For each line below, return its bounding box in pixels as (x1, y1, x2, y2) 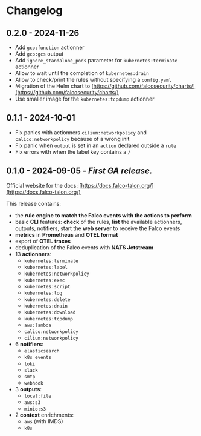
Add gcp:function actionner (14, 44, 85, 51)
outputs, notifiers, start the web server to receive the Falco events (14, 225, 180, 232)
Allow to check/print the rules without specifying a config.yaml (14, 76, 172, 83)
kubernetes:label (24, 264, 68, 270)
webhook (24, 380, 43, 386)
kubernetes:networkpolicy (24, 271, 89, 277)
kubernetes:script (24, 283, 71, 289)
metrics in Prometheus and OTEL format (14, 231, 118, 238)
